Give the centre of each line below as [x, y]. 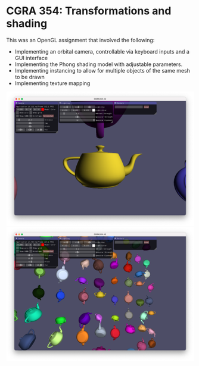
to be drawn [29, 77]
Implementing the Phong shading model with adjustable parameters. [99, 64]
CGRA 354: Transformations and [89, 11]
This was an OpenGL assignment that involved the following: [80, 40]
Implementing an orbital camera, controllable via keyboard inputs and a [102, 51]
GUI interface [31, 58]
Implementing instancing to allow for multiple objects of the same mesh [102, 70]
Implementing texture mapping [52, 83]
